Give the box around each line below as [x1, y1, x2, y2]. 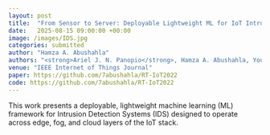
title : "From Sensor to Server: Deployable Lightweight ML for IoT [8, 19, 243, 27]
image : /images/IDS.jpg [8, 34, 88, 42]
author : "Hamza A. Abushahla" [8, 49, 110, 57]
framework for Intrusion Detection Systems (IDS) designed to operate [8, 109, 239, 118]
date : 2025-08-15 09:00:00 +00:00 [8, 26, 131, 34]
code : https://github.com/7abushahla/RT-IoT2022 [8, 78, 174, 86]
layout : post [8, 11, 52, 20]
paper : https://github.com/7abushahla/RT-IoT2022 [8, 71, 178, 79]
